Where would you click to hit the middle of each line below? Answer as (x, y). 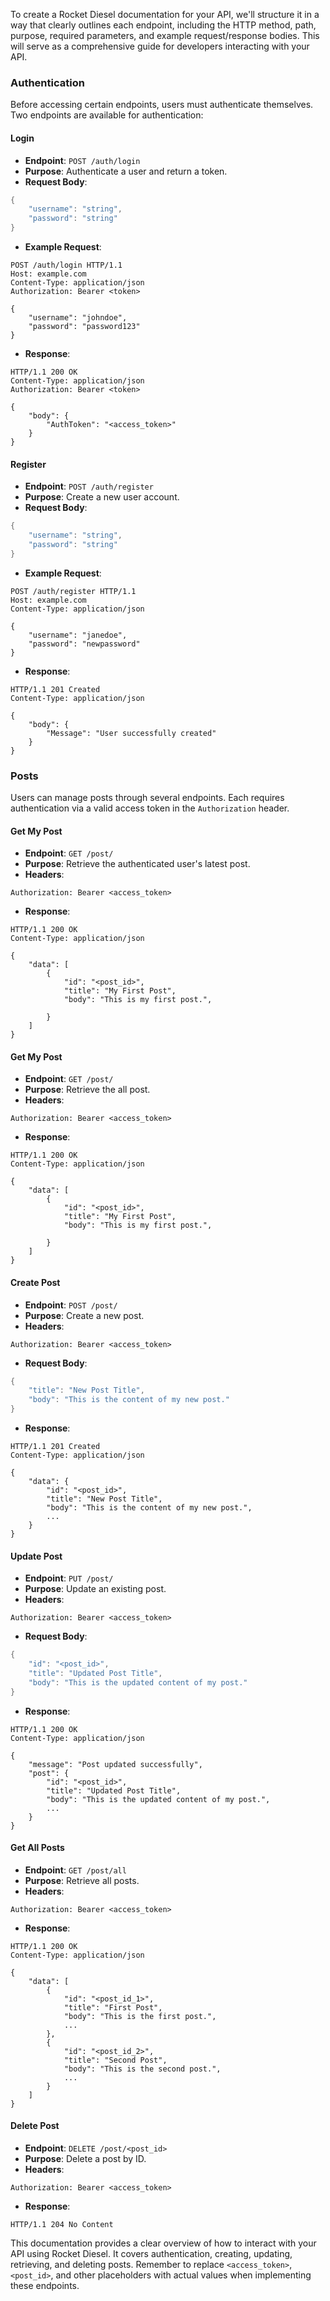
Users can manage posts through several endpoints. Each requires (147, 797)
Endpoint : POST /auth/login (82, 160)
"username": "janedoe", (78, 635)
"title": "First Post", (113, 2007)
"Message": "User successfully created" (131, 733)
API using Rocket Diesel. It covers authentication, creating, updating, (151, 2254)
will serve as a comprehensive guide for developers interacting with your (160, 46)
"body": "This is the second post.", (142, 2069)
